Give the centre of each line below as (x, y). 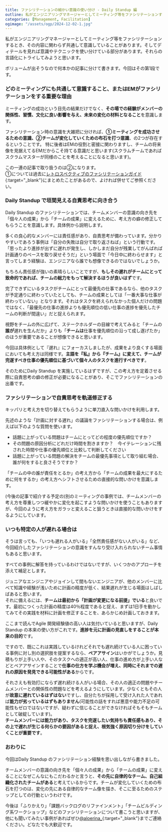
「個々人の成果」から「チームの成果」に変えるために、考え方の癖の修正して (84, 219)
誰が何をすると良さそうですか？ (45, 463)
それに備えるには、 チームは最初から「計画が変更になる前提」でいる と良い (82, 600)
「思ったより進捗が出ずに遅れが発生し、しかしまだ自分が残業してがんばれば (84, 248)
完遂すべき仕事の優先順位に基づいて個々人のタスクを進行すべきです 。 (77, 360)
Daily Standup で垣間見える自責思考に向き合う (62, 201)
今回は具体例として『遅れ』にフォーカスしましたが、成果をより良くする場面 (84, 347)
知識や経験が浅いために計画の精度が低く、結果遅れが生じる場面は (82, 588)
